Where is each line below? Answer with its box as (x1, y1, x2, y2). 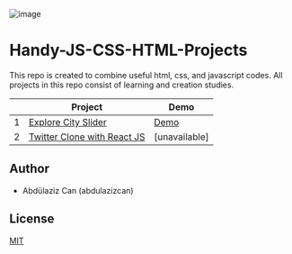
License (9, 212, 55, 227)
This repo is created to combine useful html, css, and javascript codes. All (9, 69, 283, 80)
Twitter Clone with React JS (28, 131, 146, 143)
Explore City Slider (28, 115, 107, 128)
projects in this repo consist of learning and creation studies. (9, 79, 234, 90)
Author (9, 161, 49, 177)
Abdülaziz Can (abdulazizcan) (22, 185, 134, 195)
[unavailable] (154, 131, 209, 143)
